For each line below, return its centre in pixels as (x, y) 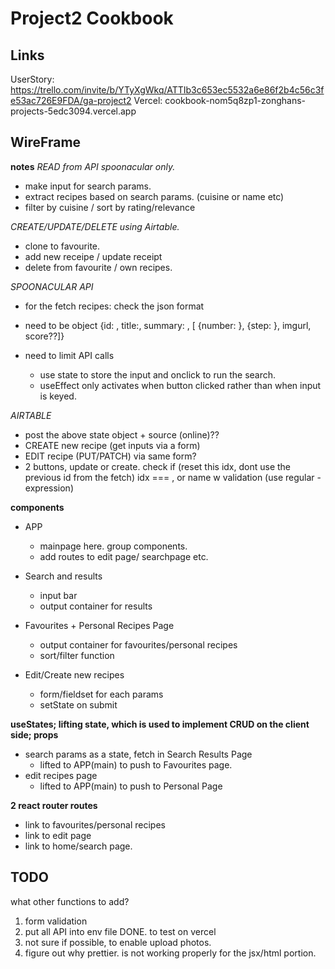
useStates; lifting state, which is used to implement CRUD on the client (160, 724)
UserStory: (32, 79)
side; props (34, 734)
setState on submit (78, 704)
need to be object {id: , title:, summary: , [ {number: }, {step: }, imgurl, (168, 325)
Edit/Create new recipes (74, 674)
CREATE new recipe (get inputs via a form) (112, 445)
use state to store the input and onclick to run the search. (158, 374)
